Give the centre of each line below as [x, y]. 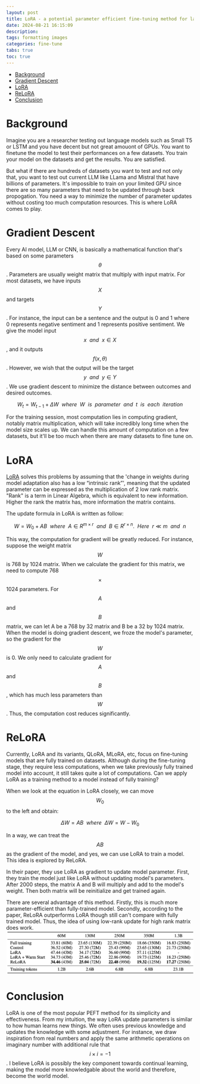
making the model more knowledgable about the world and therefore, [91, 1070]
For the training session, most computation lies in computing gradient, [92, 417]
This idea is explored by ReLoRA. [47, 861]
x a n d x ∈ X [100, 340]
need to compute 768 [32, 570]
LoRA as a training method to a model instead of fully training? [82, 779]
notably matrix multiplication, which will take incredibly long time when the [97, 424]
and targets [20, 299]
